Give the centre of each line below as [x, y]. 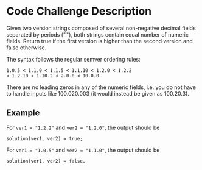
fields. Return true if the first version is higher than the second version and [99, 41]
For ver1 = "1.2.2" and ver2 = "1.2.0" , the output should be [83, 127]
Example [23, 113]
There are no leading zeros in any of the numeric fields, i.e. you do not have [101, 87]
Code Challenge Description [79, 11]
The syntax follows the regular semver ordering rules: [74, 59]
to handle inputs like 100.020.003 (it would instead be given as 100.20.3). [98, 93]
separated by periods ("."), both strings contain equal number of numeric [97, 34]
